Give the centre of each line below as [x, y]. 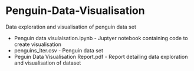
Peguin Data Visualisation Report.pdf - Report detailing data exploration [101, 56]
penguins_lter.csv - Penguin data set [59, 50]
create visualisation [37, 44]
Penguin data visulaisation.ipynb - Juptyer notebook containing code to [101, 38]
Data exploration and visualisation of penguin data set [71, 27]
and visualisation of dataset [47, 63]
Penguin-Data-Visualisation [75, 11]
